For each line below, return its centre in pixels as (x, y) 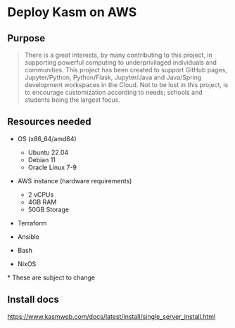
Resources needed (49, 122)
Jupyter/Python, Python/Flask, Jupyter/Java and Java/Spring (113, 77)
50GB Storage (48, 209)
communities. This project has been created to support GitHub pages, (126, 70)
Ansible (28, 237)
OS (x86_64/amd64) (47, 138)
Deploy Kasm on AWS (72, 12)
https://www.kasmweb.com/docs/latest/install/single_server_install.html (112, 316)
